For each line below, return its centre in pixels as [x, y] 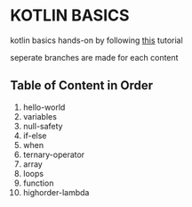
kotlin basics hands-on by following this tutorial [96, 40]
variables [40, 116]
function [38, 183]
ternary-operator [54, 154]
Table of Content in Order [82, 86]
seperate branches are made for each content [94, 57]
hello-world [44, 107]
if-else [35, 136]
